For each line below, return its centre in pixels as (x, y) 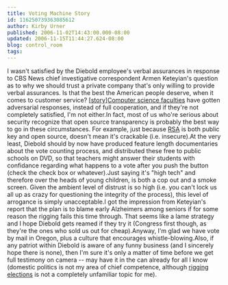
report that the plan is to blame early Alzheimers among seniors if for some (113, 208)
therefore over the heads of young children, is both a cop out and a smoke (112, 180)
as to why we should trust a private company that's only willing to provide (111, 85)
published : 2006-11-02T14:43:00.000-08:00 (68, 32)
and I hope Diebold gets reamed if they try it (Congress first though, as (107, 223)
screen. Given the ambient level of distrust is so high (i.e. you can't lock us (112, 187)
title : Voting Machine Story (49, 13)
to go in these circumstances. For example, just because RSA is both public (113, 129)
